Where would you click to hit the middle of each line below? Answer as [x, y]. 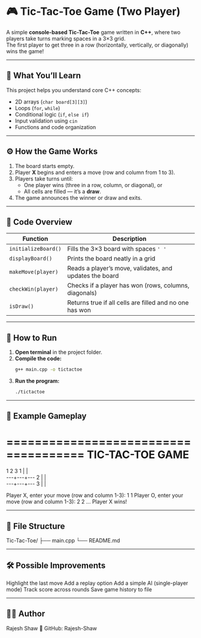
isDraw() [22, 306]
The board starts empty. [45, 166]
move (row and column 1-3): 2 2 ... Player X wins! [67, 502]
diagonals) [82, 293]
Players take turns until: [44, 178]
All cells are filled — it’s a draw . [63, 191]
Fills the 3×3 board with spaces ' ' [117, 249]
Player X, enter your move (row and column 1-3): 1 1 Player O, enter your [95, 495]
